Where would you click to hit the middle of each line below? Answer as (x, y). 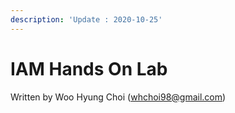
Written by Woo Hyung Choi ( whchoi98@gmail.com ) (118, 97)
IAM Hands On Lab (89, 68)
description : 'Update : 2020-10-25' (86, 19)
